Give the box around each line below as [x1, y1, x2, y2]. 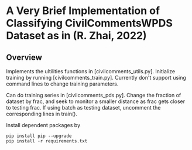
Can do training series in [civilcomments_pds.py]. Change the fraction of [6, 92, 181, 98]
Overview [6, 52, 43, 62]
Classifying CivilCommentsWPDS [6, 16, 173, 30]
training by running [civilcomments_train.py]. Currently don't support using [6, 74, 186, 81]
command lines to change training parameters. [6, 80, 119, 87]
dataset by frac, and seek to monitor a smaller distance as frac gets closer [6, 98, 186, 105]
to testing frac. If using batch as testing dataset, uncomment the [6, 104, 161, 111]
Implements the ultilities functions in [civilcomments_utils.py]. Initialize [6, 68, 176, 74]
